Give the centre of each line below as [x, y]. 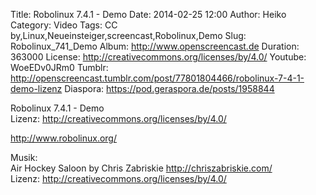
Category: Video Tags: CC [64, 25]
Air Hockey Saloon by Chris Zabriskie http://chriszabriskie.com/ [141, 168]
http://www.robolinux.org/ [63, 138]
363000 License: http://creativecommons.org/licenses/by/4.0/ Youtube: [158, 57]
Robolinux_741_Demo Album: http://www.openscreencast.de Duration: [155, 46]
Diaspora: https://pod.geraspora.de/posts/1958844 [169, 88]
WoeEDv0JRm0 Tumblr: [59, 67]
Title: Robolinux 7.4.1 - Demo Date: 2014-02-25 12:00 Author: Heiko [148, 14]
